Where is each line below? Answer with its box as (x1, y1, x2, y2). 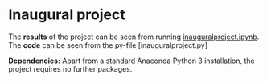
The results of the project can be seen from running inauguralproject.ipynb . (8, 32, 260, 41)
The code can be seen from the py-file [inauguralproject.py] (8, 40, 207, 49)
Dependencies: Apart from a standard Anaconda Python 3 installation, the (8, 56, 255, 65)
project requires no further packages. (8, 64, 133, 73)
